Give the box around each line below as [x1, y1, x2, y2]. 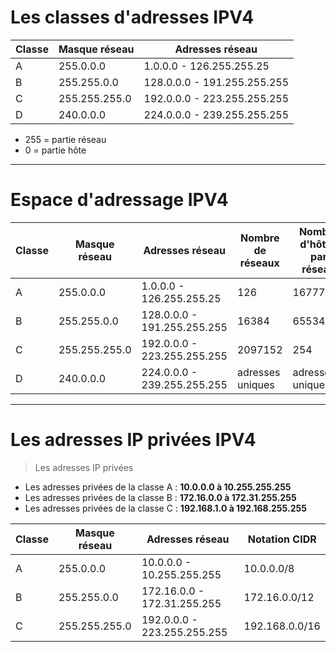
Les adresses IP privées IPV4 [10, 429, 257, 451]
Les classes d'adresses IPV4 [10, 6, 255, 29]
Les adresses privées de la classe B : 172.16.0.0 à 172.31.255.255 [24, 491, 297, 503]
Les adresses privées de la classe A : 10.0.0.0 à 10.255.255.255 [24, 481, 292, 493]
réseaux [239, 256, 280, 270]
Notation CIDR [247, 532, 317, 546]
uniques [236, 377, 275, 391]
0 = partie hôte [24, 144, 87, 156]
